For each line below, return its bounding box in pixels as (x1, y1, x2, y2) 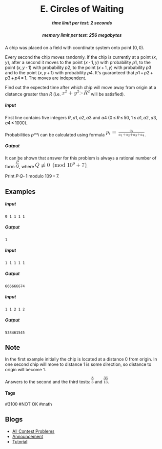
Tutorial (12, 439, 28, 445)
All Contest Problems (12, 428, 55, 434)
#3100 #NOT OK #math (5, 401, 52, 407)
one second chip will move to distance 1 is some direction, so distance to (5, 361, 152, 367)
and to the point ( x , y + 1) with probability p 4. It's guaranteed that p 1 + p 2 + (5, 69, 153, 75)
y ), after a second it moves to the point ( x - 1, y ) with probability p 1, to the (5, 59, 151, 65)
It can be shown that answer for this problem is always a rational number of (5, 155, 157, 161)
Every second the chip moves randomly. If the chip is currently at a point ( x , (5, 54, 158, 60)
